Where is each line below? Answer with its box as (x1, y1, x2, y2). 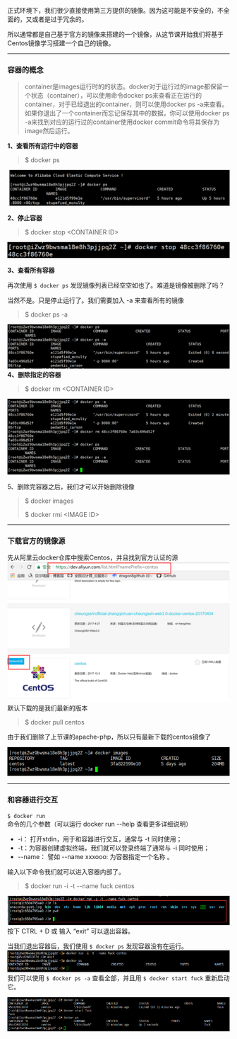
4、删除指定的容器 (7, 370, 61, 379)
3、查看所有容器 (7, 266, 55, 275)
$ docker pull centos (24, 717, 85, 726)
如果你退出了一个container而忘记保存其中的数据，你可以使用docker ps (24, 109, 230, 118)
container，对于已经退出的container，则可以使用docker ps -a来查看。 (24, 100, 229, 108)
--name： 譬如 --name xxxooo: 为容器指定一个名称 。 (17, 852, 174, 861)
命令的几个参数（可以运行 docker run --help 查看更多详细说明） (7, 819, 193, 828)
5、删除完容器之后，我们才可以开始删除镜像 (7, 482, 135, 491)
